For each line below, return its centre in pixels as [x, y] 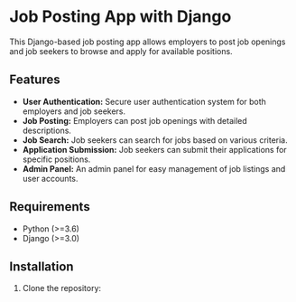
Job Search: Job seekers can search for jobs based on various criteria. [155, 140]
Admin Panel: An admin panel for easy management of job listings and [154, 168]
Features [35, 80]
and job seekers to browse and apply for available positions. [121, 51]
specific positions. [56, 159]
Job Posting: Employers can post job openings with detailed [135, 120]
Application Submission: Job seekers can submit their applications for [154, 149]
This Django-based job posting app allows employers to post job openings [148, 42]
